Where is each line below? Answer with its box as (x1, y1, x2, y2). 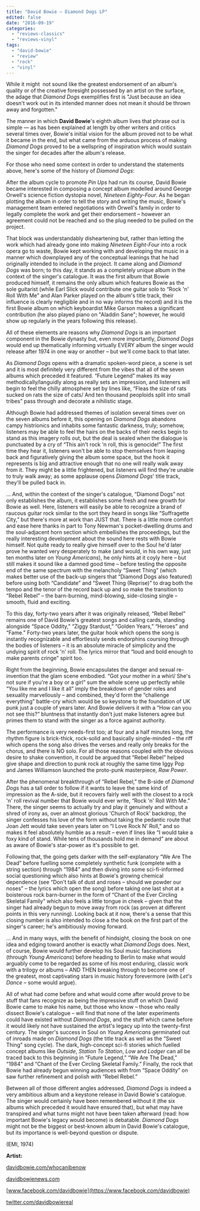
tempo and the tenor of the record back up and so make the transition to (6, 586, 183, 593)
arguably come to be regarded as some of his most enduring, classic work (6, 960, 189, 967)
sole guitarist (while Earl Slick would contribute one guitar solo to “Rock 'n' (6, 286, 189, 293)
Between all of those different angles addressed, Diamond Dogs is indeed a (6, 1085, 192, 1092)
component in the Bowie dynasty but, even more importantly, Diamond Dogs (6, 335, 194, 342)
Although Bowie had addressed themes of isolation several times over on (6, 409, 186, 416)
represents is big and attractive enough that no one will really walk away (6, 460, 183, 467)
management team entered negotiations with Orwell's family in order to (6, 204, 180, 211)
